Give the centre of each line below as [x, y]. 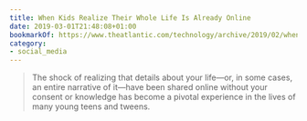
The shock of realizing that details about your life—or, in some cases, [162, 77]
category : [28, 43]
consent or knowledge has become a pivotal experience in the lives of [164, 97]
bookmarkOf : [32, 35]
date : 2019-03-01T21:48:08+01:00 [73, 26]
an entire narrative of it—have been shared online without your [149, 87]
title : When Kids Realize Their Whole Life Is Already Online [130, 18]
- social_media [38, 52]
